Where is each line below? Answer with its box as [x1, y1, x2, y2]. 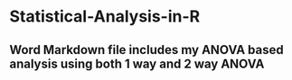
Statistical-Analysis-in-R [9, 6, 201, 27]
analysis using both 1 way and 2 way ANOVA [9, 56, 265, 71]
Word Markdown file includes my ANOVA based [9, 42, 284, 58]
